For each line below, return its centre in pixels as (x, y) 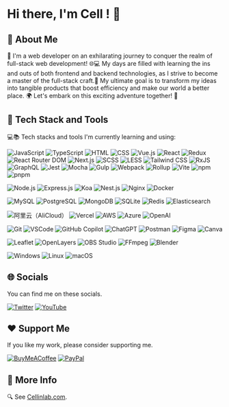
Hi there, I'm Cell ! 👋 (64, 14)
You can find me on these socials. (55, 294)
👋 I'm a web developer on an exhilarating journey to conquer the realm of (110, 56)
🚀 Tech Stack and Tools (58, 120)
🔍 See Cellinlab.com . (37, 397)
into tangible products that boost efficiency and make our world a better (108, 88)
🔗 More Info (32, 380)
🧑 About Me (32, 39)
